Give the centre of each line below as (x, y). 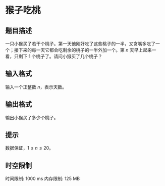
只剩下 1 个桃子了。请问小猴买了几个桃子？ (58, 56)
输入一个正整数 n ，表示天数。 (36, 87)
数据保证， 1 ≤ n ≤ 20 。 (30, 148)
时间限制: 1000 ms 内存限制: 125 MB (42, 179)
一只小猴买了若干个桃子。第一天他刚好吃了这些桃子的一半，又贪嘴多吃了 (80, 44)
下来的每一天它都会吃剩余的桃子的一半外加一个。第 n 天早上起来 (85, 50)
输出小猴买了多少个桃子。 (32, 117)
